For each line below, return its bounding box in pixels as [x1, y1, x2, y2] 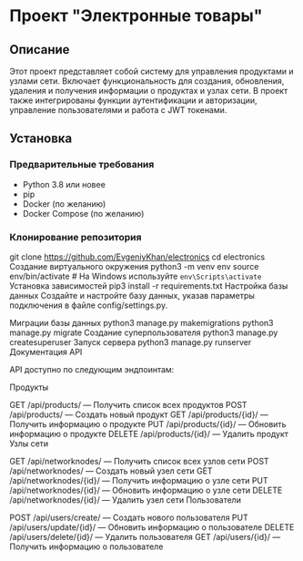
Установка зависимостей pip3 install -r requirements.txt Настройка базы [9, 280, 288, 291]
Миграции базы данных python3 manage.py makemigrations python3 [9, 317, 274, 328]
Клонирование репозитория [9, 230, 142, 243]
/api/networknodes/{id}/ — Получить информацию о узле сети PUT [9, 474, 268, 485]
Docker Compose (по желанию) [22, 208, 145, 219]
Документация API [9, 346, 83, 357]
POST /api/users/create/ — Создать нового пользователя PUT [9, 512, 248, 523]
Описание [9, 42, 70, 57]
